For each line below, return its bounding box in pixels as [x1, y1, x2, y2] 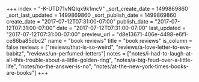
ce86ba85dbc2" [6, 37, 47, 44]
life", [6, 63, 17, 70]
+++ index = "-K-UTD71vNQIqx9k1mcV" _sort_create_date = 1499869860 [6, 5, 188, 12]
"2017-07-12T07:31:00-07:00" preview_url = [6, 31, 115, 38]
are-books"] [6, 69, 37, 76]
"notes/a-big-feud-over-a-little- [114, 57, 193, 63]
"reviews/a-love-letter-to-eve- [116, 43, 191, 51]
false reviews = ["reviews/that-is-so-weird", [6, 43, 115, 51]
